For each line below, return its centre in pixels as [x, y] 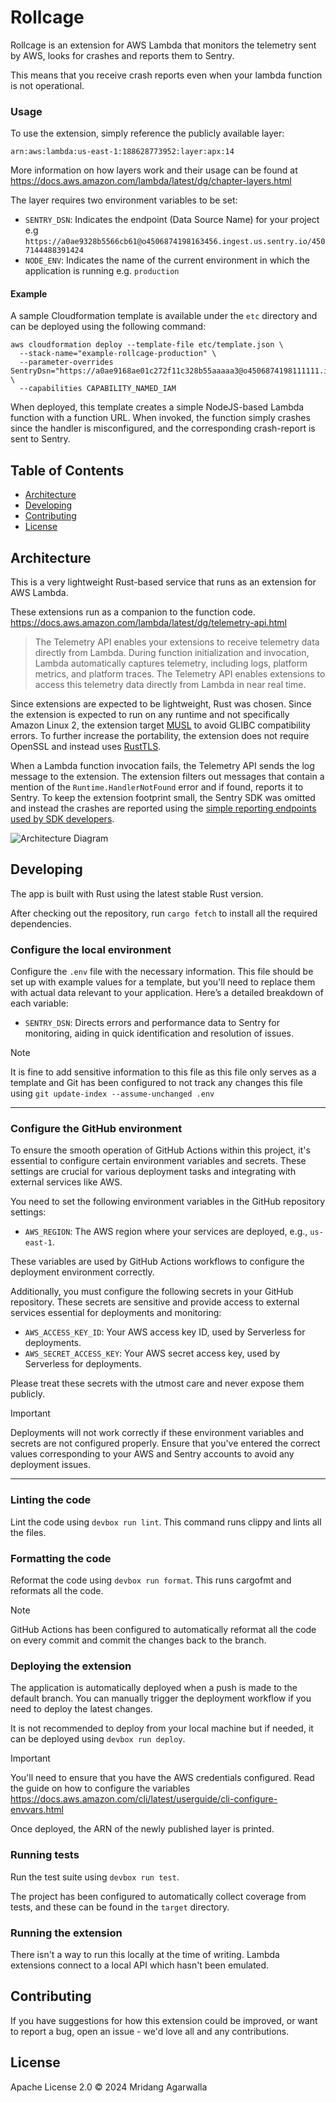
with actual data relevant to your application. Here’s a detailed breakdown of [167, 993]
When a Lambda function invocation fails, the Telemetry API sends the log [162, 766]
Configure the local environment [91, 949]
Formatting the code [61, 1558]
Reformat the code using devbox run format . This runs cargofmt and [151, 1580]
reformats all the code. [57, 1591]
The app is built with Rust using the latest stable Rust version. [137, 893]
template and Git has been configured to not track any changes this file [156, 1083]
